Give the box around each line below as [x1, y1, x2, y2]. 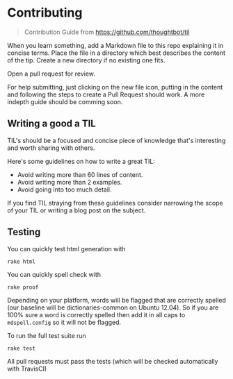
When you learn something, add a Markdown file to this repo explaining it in [7, 41, 224, 49]
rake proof [7, 283, 39, 291]
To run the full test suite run [7, 331, 87, 339]
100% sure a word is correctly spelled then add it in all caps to [7, 310, 186, 319]
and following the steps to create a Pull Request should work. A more [7, 90, 205, 99]
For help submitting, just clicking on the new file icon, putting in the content [7, 83, 223, 91]
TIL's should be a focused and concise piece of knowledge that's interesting [7, 136, 226, 144]
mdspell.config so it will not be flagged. [7, 318, 122, 326]
